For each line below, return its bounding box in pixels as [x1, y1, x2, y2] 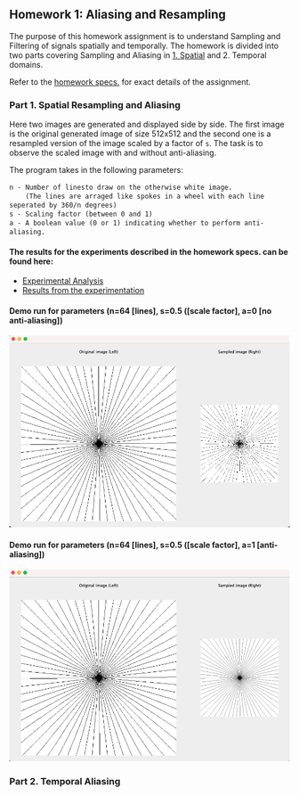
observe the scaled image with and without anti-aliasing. [9, 147, 217, 159]
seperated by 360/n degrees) [9, 201, 117, 210]
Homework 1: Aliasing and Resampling [9, 7, 227, 22]
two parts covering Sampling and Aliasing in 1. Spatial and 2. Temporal [9, 49, 267, 61]
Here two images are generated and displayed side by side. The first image [9, 119, 285, 130]
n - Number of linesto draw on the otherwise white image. [9, 183, 233, 193]
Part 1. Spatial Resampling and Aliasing [9, 98, 181, 111]
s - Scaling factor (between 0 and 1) [9, 209, 153, 219]
